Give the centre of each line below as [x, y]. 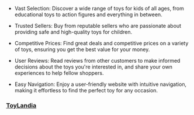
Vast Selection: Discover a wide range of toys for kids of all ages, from [99, 8]
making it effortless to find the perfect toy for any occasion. [86, 90]
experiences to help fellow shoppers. [59, 73]
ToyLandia [21, 105]
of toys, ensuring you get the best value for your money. [82, 49]
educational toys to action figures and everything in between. [88, 15]
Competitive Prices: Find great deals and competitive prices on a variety [101, 43]
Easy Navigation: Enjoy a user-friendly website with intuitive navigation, [101, 84]
